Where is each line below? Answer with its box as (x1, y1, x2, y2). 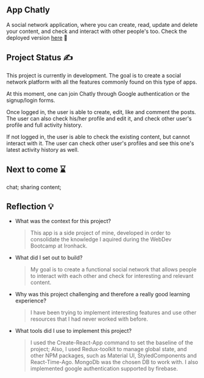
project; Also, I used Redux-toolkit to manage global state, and (30, 346, 187, 353)
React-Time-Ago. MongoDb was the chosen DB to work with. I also (30, 358, 199, 366)
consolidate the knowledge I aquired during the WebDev (30, 236, 172, 243)
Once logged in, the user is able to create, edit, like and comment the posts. (6, 108, 197, 115)
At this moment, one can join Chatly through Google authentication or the (6, 90, 190, 97)
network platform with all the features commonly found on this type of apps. (6, 78, 197, 85)
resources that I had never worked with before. (30, 315, 148, 323)
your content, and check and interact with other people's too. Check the (6, 27, 188, 35)
